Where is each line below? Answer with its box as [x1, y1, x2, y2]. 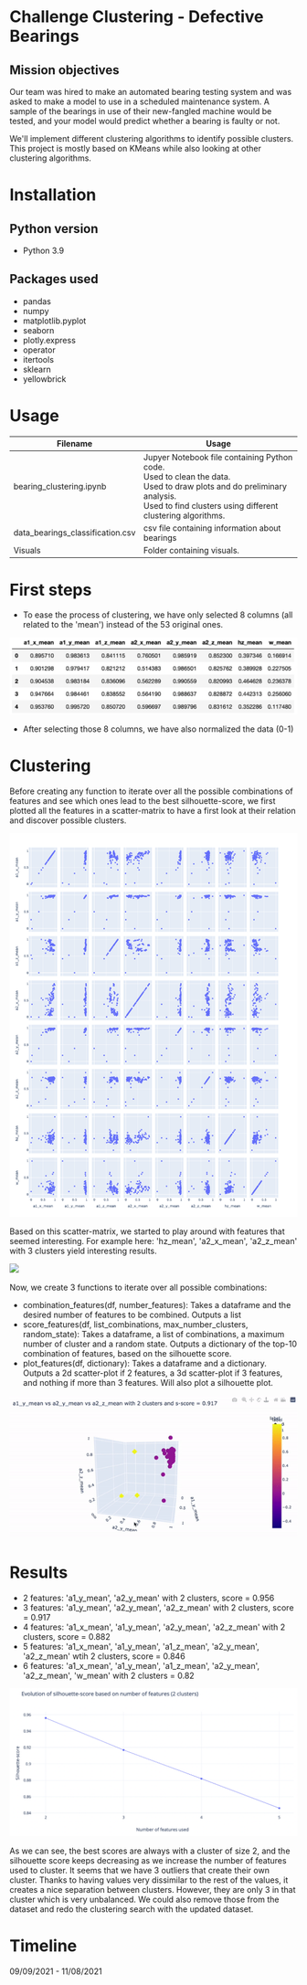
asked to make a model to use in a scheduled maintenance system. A [9, 96, 270, 107]
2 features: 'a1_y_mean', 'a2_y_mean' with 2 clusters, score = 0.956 [22, 1592, 275, 1603]
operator [22, 344, 57, 355]
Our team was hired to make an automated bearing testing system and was [9, 87, 292, 97]
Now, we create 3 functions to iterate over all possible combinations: [9, 1282, 268, 1293]
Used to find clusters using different [143, 500, 279, 511]
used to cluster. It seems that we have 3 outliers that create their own [9, 1865, 270, 1876]
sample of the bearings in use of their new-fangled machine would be [9, 106, 272, 116]
